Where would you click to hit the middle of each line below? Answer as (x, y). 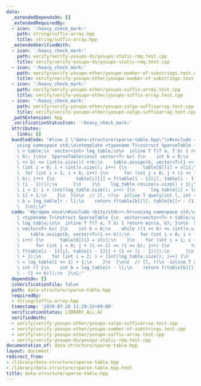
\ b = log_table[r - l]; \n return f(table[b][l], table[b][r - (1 (106, 201)
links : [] (29, 134)
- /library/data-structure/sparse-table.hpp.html (69, 368)
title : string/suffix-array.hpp (57, 39)
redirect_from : (25, 357)
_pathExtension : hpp (37, 117)
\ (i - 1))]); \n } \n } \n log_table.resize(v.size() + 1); (106, 184)
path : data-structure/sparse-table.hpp (61, 290)
